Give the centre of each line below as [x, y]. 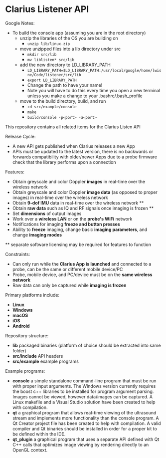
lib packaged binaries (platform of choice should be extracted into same [86, 345]
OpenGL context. [30, 450]
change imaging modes [37, 235]
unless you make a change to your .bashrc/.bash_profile [85, 96]
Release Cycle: [20, 136]
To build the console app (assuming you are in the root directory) [79, 33]
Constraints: [18, 254]
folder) [19, 351]
